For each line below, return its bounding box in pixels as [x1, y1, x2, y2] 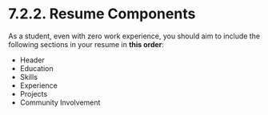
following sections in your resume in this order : [8, 39, 164, 49]
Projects [19, 89, 48, 98]
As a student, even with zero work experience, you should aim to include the [8, 31, 261, 41]
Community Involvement [19, 97, 101, 107]
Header [19, 55, 46, 65]
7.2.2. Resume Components [8, 5, 196, 23]
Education [19, 63, 54, 73]
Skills [19, 72, 38, 81]
